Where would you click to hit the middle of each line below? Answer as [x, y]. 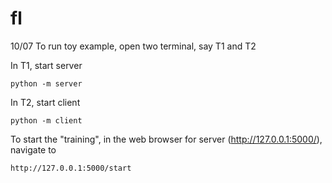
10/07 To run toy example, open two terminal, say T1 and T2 [133, 46]
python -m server [46, 83]
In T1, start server [46, 65]
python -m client [46, 120]
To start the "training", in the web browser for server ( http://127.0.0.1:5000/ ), [166, 139]
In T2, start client [45, 102]
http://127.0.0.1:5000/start [71, 168]
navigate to [33, 149]
